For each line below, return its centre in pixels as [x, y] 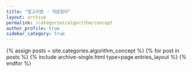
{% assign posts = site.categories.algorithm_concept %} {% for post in [93, 51]
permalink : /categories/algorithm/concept [59, 23]
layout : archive [26, 17]
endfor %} [19, 64]
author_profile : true [33, 28]
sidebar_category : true [36, 34]
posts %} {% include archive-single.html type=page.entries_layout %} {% [97, 57]
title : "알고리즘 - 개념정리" [39, 12]
